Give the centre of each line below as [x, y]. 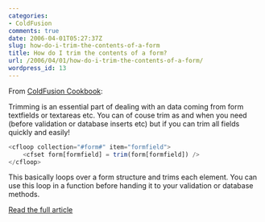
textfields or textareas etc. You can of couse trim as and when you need [128, 115]
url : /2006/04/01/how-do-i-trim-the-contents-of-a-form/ [106, 61]
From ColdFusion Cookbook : [56, 91]
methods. [24, 195]
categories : [28, 16]
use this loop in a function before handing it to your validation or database [131, 186]
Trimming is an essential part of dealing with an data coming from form [126, 106]
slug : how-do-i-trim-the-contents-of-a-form [84, 46]
